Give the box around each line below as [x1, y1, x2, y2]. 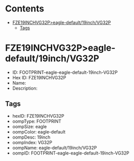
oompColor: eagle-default [12, 129, 66, 135]
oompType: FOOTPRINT [12, 118, 62, 124]
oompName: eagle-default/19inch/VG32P [12, 145, 97, 151]
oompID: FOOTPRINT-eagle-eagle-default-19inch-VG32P [12, 150, 130, 156]
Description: [12, 85, 38, 91]
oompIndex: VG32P [12, 139, 53, 145]
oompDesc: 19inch [12, 134, 51, 140]
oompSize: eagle [12, 123, 47, 130]
